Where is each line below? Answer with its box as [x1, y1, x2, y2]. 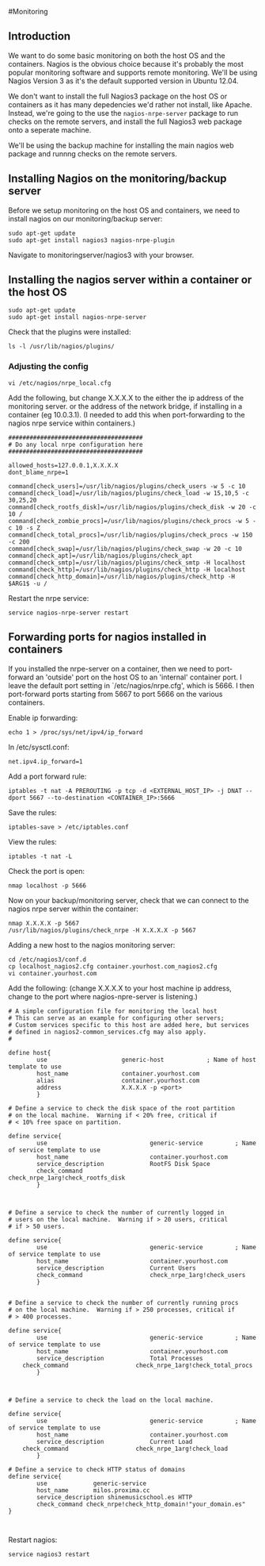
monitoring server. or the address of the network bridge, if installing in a [8, 401, 243, 411]
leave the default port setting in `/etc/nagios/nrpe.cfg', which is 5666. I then [8, 680, 255, 690]
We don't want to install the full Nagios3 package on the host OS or [8, 91, 228, 101]
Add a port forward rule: [8, 771, 87, 781]
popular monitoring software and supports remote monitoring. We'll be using [8, 67, 258, 77]
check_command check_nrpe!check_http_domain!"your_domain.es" [36, 1500, 246, 1508]
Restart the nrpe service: [8, 593, 89, 602]
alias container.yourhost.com [36, 1076, 200, 1084]
